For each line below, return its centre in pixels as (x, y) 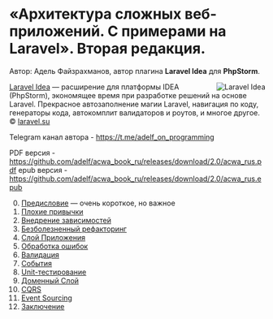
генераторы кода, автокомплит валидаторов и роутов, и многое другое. (135, 112)
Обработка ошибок (54, 246)
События (36, 263)
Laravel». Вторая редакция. (108, 49)
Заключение (43, 306)
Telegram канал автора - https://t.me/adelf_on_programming (112, 137)
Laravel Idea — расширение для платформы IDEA (94, 87)
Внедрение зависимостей (66, 220)
